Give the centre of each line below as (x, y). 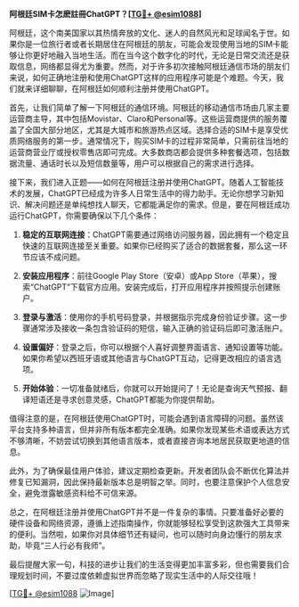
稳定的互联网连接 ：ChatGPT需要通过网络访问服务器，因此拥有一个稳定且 (156, 234)
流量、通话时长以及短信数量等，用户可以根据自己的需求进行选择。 (137, 163)
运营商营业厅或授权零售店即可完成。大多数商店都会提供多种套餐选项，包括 (145, 152)
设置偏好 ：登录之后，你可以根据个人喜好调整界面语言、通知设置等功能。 (154, 347)
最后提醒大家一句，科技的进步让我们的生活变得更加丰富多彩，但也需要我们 (145, 564)
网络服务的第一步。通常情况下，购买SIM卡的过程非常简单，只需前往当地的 (153, 141)
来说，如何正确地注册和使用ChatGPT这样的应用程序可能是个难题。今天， (143, 78)
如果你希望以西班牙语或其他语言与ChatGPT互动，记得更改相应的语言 (148, 358)
